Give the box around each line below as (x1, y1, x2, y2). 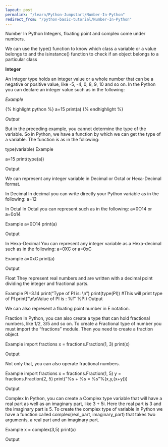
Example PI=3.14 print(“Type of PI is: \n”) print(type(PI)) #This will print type (5, 291, 163, 297)
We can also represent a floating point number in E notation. (5, 306, 130, 312)
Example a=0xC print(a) (5, 256, 55, 262)
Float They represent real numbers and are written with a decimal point (5, 275, 153, 282)
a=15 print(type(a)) (5, 156, 44, 162)
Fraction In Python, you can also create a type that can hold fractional (5, 315, 150, 321)
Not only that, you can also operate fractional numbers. (5, 361, 120, 367)
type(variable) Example (5, 146, 54, 152)
